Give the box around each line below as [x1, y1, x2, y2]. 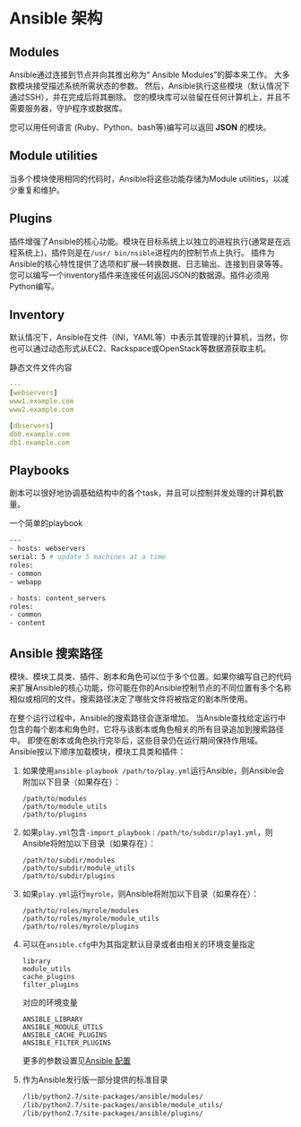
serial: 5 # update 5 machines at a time [9, 553, 167, 562]
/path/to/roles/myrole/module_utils [21, 914, 159, 923]
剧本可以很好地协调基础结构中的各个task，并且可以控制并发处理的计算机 [9, 487, 276, 498]
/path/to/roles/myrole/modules [21, 906, 140, 915]
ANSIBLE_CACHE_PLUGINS [21, 1030, 107, 1039]
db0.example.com [9, 429, 70, 439]
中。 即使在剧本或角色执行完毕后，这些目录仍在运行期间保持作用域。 [9, 735, 262, 745]
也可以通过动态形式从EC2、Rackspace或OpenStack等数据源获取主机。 [9, 343, 271, 354]
